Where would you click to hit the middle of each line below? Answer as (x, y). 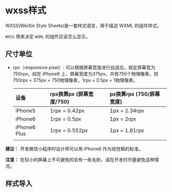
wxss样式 (26, 10)
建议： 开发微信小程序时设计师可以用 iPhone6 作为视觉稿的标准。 (74, 149)
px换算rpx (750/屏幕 (135, 94)
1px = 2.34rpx (127, 110)
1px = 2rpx (123, 119)
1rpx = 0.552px (69, 130)
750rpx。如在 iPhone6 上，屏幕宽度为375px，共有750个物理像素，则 (85, 74)
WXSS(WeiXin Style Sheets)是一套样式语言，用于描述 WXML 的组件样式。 (83, 26)
